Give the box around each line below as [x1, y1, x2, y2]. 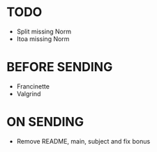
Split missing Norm [16, 27, 71, 36]
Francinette [16, 82, 50, 91]
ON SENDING [6, 114, 84, 130]
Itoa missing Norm [16, 34, 70, 43]
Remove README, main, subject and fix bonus [16, 137, 151, 145]
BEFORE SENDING [6, 59, 113, 75]
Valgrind [16, 89, 41, 98]
